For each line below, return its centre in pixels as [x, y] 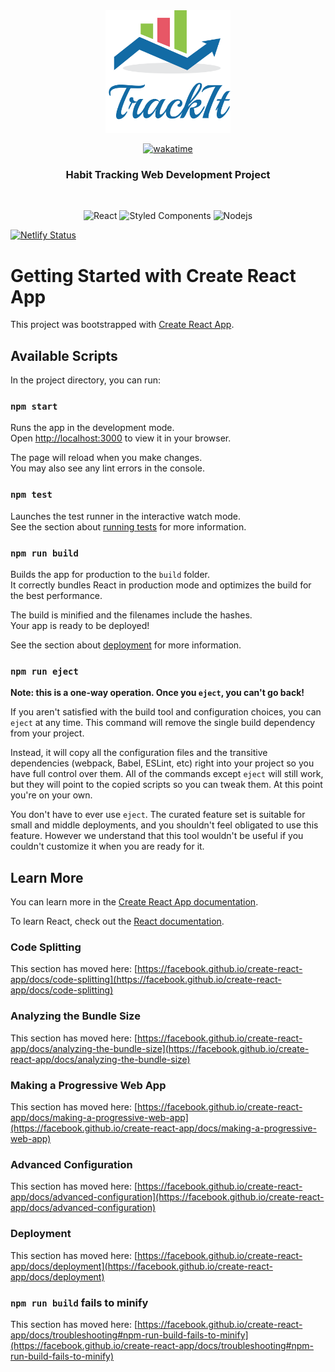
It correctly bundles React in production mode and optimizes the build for [161, 585]
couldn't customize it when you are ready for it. [107, 846]
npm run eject [44, 671]
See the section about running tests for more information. [128, 526]
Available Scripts [64, 355]
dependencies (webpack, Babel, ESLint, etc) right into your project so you [162, 763]
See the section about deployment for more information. [126, 645]
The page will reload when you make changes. [106, 458]
